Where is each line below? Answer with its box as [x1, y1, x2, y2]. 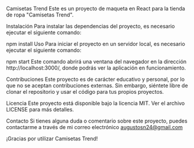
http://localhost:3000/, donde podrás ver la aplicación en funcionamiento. [6, 64, 186, 71]
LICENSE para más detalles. [6, 106, 74, 113]
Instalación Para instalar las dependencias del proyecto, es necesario [6, 23, 175, 29]
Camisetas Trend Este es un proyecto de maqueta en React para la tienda [6, 5, 185, 12]
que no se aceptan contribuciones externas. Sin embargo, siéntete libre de [6, 82, 188, 89]
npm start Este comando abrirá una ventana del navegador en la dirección [6, 58, 187, 65]
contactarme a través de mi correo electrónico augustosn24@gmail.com [6, 124, 183, 130]
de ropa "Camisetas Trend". [6, 11, 74, 18]
